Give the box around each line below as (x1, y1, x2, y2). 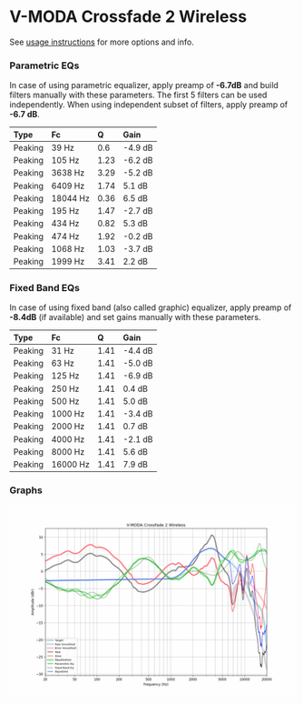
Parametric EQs (9, 59, 80, 72)
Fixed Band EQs (9, 281, 80, 294)
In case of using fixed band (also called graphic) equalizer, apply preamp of (9, 302, 292, 313)
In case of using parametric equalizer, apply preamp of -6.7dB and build (9, 80, 279, 91)
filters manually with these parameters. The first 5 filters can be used (9, 89, 268, 101)
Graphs (9, 484, 43, 497)
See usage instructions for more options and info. (9, 36, 195, 47)
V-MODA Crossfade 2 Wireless (9, 6, 248, 27)
